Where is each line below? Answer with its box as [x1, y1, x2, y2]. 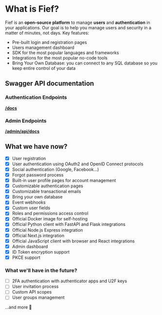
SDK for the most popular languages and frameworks [12, 50, 119, 56]
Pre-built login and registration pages [12, 39, 87, 45]
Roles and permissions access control [12, 211, 89, 217]
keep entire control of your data [12, 65, 76, 71]
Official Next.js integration [12, 233, 65, 238]
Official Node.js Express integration [12, 227, 83, 233]
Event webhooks [12, 199, 46, 205]
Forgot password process [12, 172, 64, 177]
